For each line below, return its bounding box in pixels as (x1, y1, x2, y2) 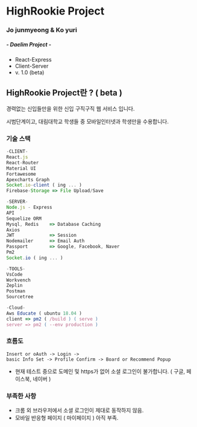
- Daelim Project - (6, 40, 52, 48)
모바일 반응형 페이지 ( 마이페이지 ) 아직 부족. (14, 414, 119, 422)
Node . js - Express (6, 204, 52, 211)
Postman (6, 288, 26, 294)
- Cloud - (6, 305, 26, 311)
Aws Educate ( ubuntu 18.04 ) (6, 310, 83, 316)
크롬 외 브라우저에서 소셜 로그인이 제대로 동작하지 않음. (14, 406, 144, 414)
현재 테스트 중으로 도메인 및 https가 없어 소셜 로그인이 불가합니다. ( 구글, (14, 367, 186, 375)
